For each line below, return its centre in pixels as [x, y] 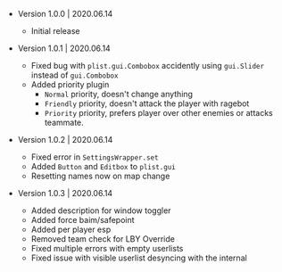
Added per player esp [71, 229]
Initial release [55, 31]
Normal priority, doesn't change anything [119, 94]
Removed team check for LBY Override [103, 239]
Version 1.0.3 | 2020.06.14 [65, 193]
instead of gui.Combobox [75, 75]
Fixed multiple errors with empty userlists [107, 248]
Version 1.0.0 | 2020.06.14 [65, 14]
